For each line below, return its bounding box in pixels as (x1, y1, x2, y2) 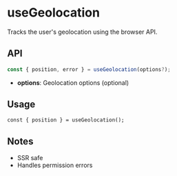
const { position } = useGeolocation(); (7, 117, 125, 124)
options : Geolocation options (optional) (17, 78, 129, 87)
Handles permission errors (17, 161, 93, 170)
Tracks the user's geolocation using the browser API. (7, 28, 158, 36)
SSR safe (17, 154, 43, 162)
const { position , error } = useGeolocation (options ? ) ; (7, 66, 171, 73)
